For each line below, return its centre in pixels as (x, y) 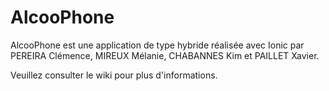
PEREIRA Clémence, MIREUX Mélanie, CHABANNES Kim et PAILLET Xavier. (165, 55)
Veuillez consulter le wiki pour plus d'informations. (114, 75)
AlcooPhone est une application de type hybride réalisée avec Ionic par (157, 45)
